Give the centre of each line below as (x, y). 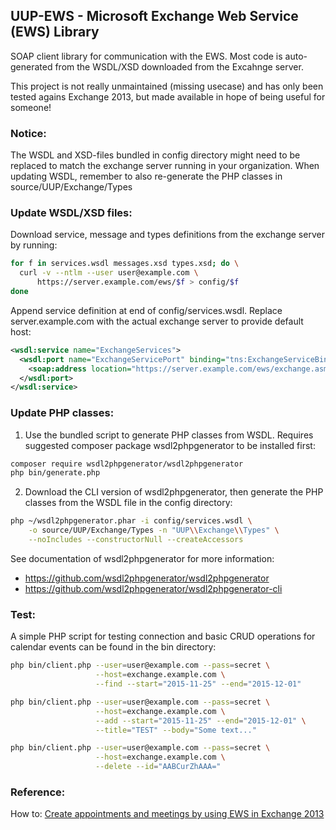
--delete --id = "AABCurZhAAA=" (158, 767)
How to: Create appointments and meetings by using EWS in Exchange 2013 (167, 814)
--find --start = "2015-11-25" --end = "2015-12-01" (198, 684)
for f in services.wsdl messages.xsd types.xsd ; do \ (125, 264)
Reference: (38, 792)
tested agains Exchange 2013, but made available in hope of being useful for (168, 96)
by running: (34, 245)
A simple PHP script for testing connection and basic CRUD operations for (163, 636)
